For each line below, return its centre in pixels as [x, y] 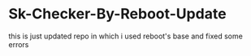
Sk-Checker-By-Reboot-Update [117, 14]
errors [19, 44]
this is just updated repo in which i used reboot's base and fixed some [126, 36]
